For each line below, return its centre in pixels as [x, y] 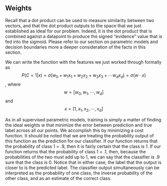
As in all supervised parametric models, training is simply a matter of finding [83, 120]
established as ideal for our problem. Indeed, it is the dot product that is [79, 31]
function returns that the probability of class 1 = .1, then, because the [76, 152]
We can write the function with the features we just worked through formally [83, 62]
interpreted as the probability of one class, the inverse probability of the [79, 173]
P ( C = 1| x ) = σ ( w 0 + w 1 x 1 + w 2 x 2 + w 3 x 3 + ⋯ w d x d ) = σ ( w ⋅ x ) [84, 76]
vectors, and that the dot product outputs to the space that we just [73, 26]
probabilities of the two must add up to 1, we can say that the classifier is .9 [83, 157]
